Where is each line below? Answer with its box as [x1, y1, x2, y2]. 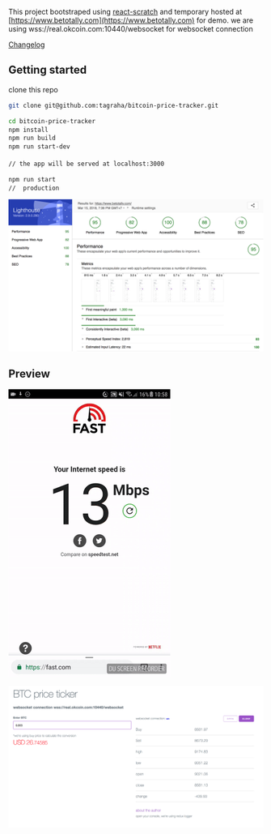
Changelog [8, 40, 45, 49]
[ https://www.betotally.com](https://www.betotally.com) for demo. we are [8, 15, 254, 25]
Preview [8, 367, 51, 381]
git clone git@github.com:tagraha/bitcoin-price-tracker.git [8, 101, 219, 109]
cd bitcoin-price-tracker [8, 117, 95, 125]
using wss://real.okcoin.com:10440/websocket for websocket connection [8, 24, 253, 33]
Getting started [8, 63, 87, 77]
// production [8, 184, 60, 192]
